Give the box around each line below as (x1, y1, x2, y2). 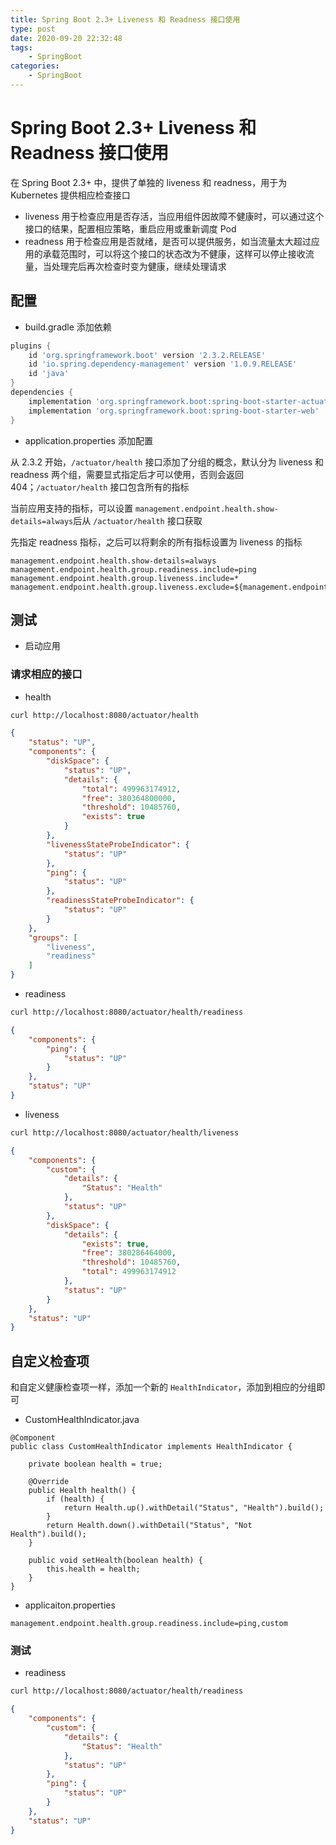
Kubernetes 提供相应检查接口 (10, 189, 131, 201)
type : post (10, 24, 56, 34)
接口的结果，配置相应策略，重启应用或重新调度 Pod (24, 222, 237, 235)
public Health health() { (28, 1486, 137, 1496)
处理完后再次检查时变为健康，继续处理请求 (51, 260, 227, 272)
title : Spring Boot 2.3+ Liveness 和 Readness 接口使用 (10, 14, 241, 25)
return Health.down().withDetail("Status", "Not (46, 1521, 253, 1531)
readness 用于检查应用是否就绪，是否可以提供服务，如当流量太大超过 (24, 235, 312, 247)
